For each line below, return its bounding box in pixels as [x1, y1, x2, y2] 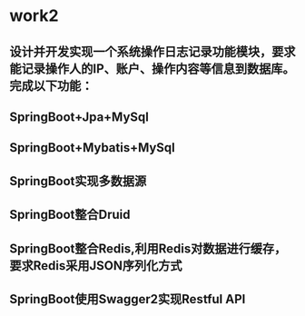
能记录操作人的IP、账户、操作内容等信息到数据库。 [9, 61, 295, 76]
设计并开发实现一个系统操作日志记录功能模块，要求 [9, 44, 296, 59]
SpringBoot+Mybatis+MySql [9, 140, 175, 155]
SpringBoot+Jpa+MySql [9, 109, 150, 124]
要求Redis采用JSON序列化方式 [9, 258, 182, 273]
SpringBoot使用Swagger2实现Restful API [9, 291, 246, 307]
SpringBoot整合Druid [9, 207, 131, 222]
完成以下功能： [9, 78, 93, 94]
